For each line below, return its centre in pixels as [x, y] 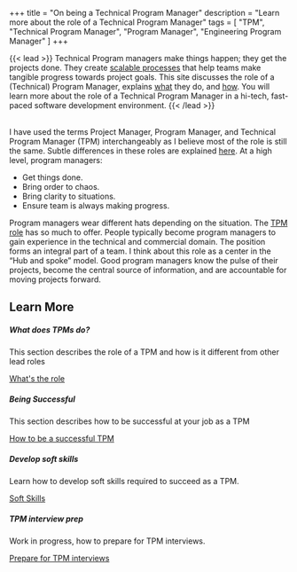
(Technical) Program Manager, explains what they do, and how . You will [140, 86]
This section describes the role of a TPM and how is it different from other [144, 352]
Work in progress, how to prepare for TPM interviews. [107, 541]
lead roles [27, 362]
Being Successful [42, 399]
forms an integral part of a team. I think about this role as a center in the [141, 251]
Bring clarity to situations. [69, 196]
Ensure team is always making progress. [96, 206]
